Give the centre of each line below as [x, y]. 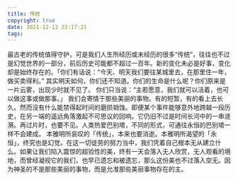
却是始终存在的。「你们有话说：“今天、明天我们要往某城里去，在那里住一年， [119, 72]
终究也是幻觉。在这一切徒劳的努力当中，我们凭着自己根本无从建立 [119, 143]
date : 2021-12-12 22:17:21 [47, 27]
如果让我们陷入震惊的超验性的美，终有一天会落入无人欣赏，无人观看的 [122, 152]
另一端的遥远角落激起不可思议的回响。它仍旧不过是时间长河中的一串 [125, 116]
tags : [15, 34]
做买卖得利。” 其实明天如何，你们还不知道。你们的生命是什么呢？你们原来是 [117, 81]
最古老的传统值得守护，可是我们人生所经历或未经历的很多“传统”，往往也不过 [119, 54]
